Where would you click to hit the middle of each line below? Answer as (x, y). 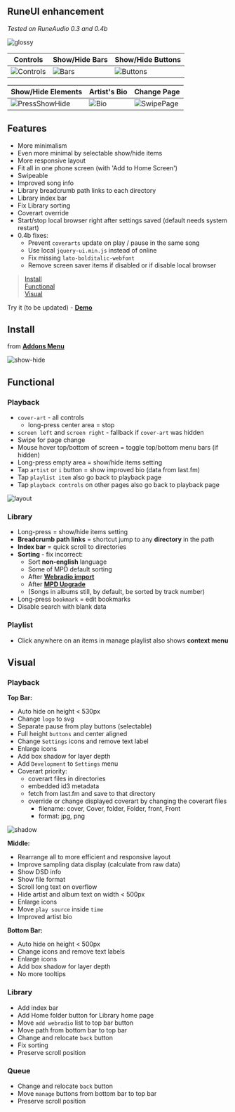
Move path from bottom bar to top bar (72, 1030)
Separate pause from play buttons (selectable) (85, 726)
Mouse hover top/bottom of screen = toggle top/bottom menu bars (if (118, 448)
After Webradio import (61, 577)
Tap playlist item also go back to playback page (89, 477)
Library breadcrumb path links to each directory (87, 190)
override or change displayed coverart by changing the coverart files (127, 801)
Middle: (19, 843)
